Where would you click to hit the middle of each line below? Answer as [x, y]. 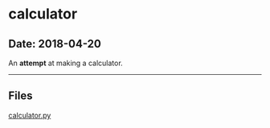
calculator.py [30, 115]
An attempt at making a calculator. [65, 63]
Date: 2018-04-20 [55, 44]
